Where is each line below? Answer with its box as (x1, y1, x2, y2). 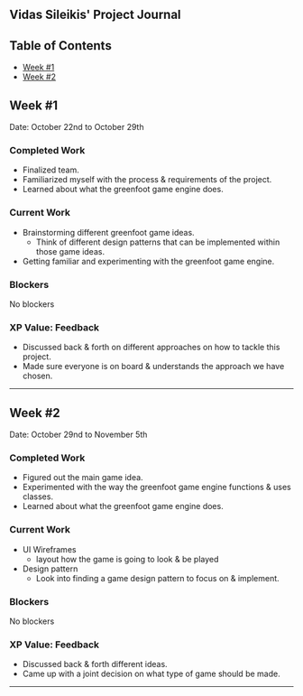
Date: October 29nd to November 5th (9, 429, 148, 441)
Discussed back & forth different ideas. (22, 659, 169, 670)
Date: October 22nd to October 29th (9, 122, 144, 133)
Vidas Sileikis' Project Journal (9, 7, 182, 23)
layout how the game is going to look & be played (35, 553, 219, 564)
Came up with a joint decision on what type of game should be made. (22, 668, 281, 680)
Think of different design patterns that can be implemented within (35, 237, 280, 247)
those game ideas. (35, 246, 106, 256)
